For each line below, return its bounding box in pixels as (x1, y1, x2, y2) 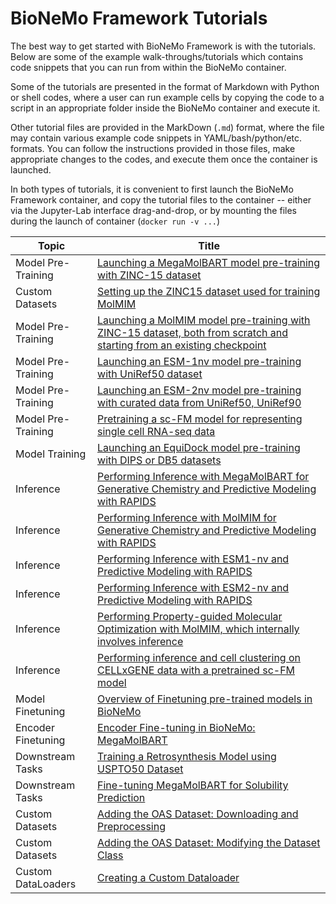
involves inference (97, 634, 184, 648)
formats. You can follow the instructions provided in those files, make (10, 142, 296, 154)
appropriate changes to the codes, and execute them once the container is (10, 153, 318, 165)
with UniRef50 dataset (97, 367, 203, 381)
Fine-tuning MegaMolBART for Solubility (97, 778, 289, 792)
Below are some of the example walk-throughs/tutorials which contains (10, 50, 304, 62)
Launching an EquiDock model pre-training (97, 440, 301, 454)
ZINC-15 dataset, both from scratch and (97, 325, 289, 339)
